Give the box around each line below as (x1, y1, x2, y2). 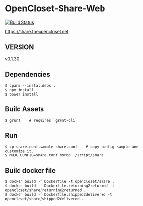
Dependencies (5, 70, 50, 78)
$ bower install (5, 92, 38, 97)
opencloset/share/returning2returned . (5, 188, 86, 193)
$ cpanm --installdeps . (5, 83, 56, 88)
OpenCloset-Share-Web (5, 3, 105, 14)
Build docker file (5, 166, 56, 175)
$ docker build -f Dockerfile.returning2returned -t (5, 183, 115, 188)
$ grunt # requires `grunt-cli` (5, 118, 78, 123)
